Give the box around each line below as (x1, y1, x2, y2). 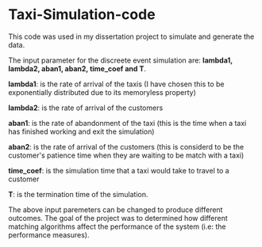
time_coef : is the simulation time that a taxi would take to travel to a (8, 165, 229, 175)
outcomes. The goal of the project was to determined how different (8, 213, 228, 222)
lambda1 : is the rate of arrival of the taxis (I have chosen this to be (8, 79, 225, 89)
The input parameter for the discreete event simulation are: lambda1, (8, 55, 233, 65)
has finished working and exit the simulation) (8, 127, 155, 136)
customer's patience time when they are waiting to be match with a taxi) (8, 150, 245, 160)
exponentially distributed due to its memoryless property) (8, 87, 197, 97)
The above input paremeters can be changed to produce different (8, 204, 223, 215)
